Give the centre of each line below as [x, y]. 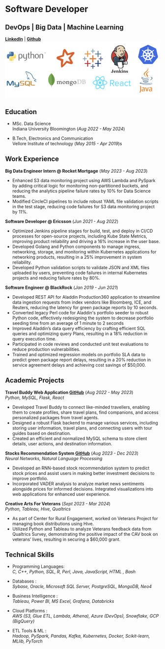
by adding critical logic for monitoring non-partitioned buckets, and [80, 185]
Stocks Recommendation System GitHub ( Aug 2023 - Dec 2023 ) [72, 453]
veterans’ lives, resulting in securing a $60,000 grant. [66, 539]
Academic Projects [35, 381]
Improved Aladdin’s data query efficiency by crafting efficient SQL [79, 328]
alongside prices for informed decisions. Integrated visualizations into [83, 489]
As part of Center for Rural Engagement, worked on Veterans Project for [85, 518]
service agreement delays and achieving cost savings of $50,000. [79, 365]
